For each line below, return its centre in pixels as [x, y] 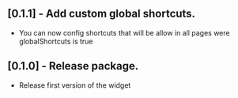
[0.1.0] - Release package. [73, 66]
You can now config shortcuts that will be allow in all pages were [124, 32]
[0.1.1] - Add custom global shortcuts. [101, 14]
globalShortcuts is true [56, 41]
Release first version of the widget [75, 85]
